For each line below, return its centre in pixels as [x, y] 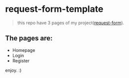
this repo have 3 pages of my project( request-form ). [71, 23]
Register [21, 61]
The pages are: [29, 38]
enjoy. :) [13, 70]
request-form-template [54, 9]
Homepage [24, 50]
